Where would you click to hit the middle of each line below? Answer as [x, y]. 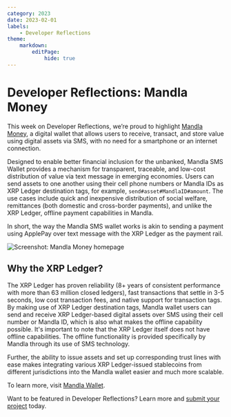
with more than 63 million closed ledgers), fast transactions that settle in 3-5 [115, 292]
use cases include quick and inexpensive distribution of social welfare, [108, 198]
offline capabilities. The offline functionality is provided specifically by [107, 336]
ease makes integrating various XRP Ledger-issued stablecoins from [104, 364]
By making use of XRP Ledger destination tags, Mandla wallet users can [109, 307]
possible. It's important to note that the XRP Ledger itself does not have [109, 329]
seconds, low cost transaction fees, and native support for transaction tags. [114, 300]
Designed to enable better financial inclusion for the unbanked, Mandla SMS [115, 161]
